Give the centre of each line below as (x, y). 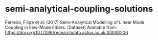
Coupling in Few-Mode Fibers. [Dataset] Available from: (61, 27)
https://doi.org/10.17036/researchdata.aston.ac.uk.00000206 (67, 32)
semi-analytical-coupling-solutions (79, 9)
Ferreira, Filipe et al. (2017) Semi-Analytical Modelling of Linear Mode (75, 22)
